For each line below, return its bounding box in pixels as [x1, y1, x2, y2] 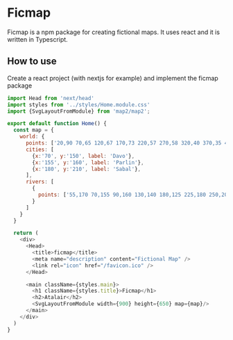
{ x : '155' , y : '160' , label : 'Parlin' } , [32, 159, 144, 166]
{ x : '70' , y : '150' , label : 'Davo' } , [32, 152, 135, 159]
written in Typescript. [7, 35, 68, 43]
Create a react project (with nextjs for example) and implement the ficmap [7, 74, 218, 82]
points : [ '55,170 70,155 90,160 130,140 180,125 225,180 [37, 191, 207, 198]
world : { [19, 133, 45, 140]
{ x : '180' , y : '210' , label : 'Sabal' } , [32, 165, 141, 172]
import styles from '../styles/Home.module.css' [7, 101, 150, 108]
